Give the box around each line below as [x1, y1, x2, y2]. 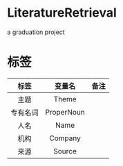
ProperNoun [45, 107, 85, 117]
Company [49, 133, 81, 143]
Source [53, 146, 77, 156]
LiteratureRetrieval [7, 5, 117, 21]
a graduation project [7, 28, 65, 36]
